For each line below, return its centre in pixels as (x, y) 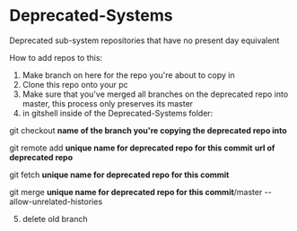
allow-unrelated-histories (56, 201)
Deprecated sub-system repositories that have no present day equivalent (144, 40)
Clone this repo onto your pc (75, 84)
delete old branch (55, 218)
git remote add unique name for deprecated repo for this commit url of (142, 148)
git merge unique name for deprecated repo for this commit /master (136, 192)
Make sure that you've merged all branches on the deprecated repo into (155, 94)
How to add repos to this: (56, 57)
